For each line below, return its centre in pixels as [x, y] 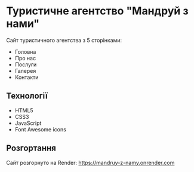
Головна [25, 51]
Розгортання [31, 148]
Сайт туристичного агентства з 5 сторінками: [64, 40]
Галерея [25, 70]
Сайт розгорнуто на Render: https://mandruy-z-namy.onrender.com [90, 162]
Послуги [26, 64]
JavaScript [28, 123]
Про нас [25, 58]
